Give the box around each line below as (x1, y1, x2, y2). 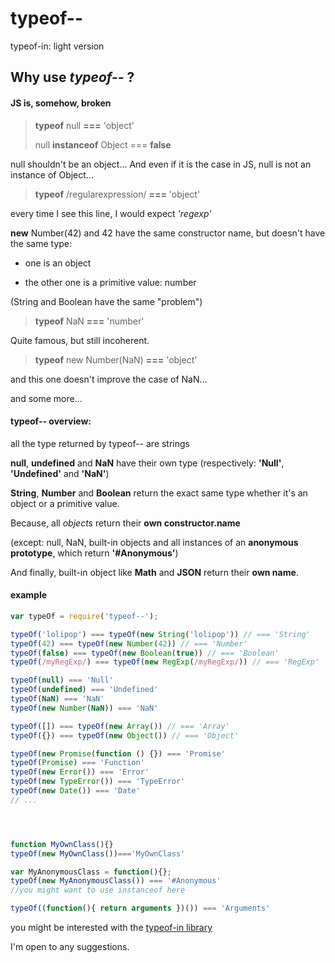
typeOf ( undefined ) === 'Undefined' (10, 685, 159, 695)
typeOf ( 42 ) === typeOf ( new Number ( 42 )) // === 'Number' (10, 638, 248, 649)
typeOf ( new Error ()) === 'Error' (10, 767, 150, 777)
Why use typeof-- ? (10, 69, 135, 86)
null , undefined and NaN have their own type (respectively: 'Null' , (10, 457, 285, 469)
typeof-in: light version (10, 40, 105, 52)
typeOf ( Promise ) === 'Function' (10, 758, 145, 768)
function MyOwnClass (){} (10, 839, 114, 849)
